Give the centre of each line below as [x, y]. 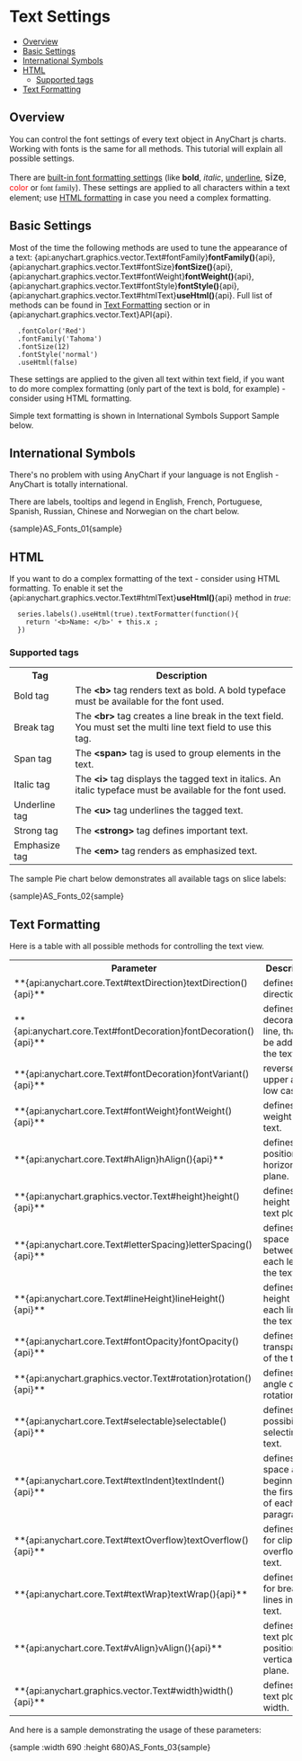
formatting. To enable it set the [66, 588]
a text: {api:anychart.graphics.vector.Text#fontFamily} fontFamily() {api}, [142, 257]
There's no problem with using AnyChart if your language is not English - [144, 475]
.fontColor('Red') [52, 331]
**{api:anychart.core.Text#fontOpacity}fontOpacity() [127, 1341]
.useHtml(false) [48, 362]
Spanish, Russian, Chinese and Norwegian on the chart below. [124, 511]
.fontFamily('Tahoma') [60, 339]
